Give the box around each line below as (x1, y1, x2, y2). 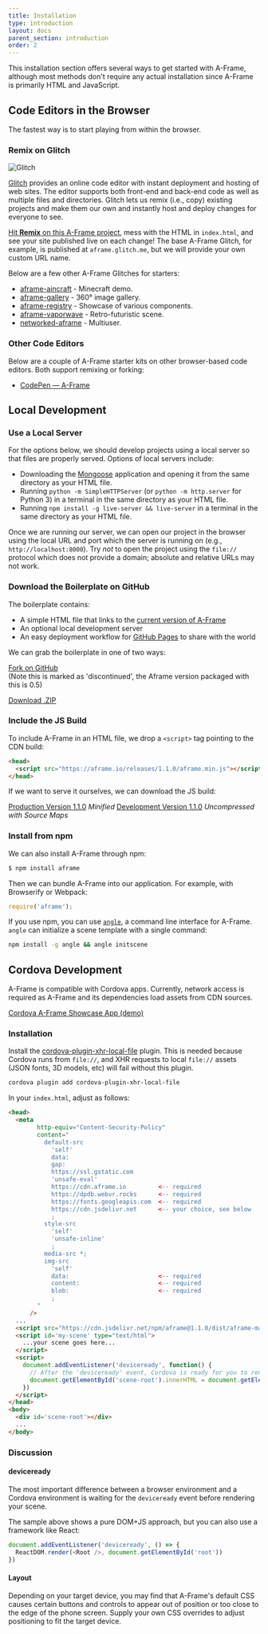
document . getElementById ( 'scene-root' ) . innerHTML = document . (29, 1376, 241, 1384)
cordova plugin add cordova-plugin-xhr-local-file (8, 1079, 180, 1087)
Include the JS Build (8, 715, 88, 726)
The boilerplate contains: (8, 599, 90, 609)
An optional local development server (19, 623, 144, 633)
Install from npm (8, 830, 73, 841)
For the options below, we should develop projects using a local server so (8, 445, 250, 455)
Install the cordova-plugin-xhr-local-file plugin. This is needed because (8, 1046, 242, 1056)
